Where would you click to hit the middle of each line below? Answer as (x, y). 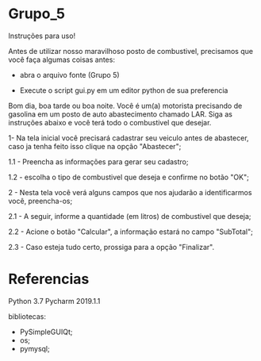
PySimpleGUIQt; (46, 332)
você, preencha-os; (40, 201)
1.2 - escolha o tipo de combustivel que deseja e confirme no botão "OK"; (129, 177)
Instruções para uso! (42, 36)
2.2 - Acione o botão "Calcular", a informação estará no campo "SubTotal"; (131, 232)
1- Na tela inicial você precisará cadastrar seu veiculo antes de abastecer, (129, 138)
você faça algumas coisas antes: (61, 60)
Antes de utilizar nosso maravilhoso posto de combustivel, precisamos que (131, 51)
